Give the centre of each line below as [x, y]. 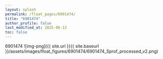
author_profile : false [28, 23]
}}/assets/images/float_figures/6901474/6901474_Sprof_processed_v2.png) [82, 51]
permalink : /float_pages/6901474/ [41, 14]
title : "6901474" [23, 19]
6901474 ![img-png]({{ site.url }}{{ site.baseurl [52, 46]
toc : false [16, 32]
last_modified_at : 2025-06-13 [36, 28]
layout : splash [21, 10]
